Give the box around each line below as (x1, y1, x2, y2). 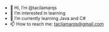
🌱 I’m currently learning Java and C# (10, 15, 86, 21)
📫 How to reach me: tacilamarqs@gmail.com (10, 21, 104, 27)
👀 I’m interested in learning (10, 10, 66, 16)
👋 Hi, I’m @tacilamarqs (10, 5, 57, 10)
